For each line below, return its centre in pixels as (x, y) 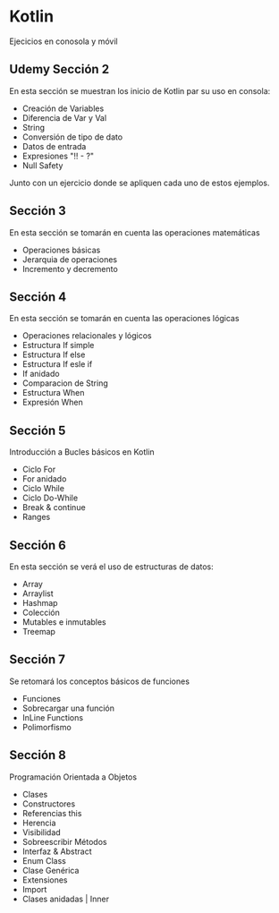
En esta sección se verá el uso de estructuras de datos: (112, 567)
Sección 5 (38, 430)
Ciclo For (39, 469)
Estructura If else (54, 354)
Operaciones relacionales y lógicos (87, 336)
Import (34, 889)
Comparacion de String (65, 383)
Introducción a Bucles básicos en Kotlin (82, 452)
